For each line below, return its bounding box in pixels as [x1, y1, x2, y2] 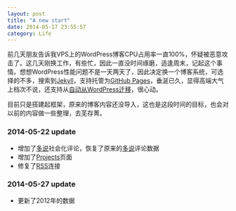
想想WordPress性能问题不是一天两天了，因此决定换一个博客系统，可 [19, 68, 218, 76]
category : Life [7, 30, 52, 37]
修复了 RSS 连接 [17, 161, 61, 170]
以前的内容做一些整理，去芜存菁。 [7, 109, 106, 117]
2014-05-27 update [7, 179, 76, 189]
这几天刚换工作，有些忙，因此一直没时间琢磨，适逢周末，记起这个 [25, 59, 216, 68]
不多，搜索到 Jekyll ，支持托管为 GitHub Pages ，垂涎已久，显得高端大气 [19, 77, 225, 85]
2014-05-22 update [7, 127, 76, 137]
